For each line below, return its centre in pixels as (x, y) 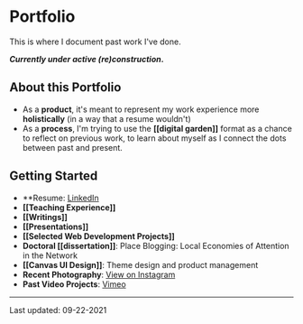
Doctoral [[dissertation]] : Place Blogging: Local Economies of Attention (156, 245)
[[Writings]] (45, 217)
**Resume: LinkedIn (60, 198)
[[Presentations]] (55, 227)
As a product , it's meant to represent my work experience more (141, 109)
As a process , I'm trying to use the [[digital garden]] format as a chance (157, 128)
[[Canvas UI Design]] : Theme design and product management (140, 264)
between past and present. (73, 147)
